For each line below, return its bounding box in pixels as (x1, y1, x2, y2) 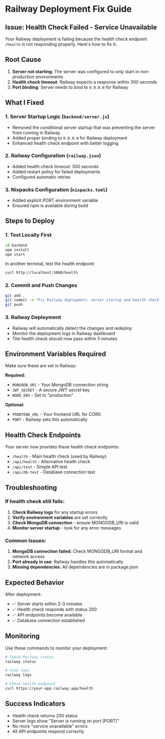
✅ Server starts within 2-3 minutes (12, 601, 82, 607)
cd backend (5, 242, 27, 248)
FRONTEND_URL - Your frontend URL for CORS (12, 412, 101, 417)
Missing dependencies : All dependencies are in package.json (12, 564, 138, 570)
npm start (5, 252, 26, 257)
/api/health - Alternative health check (12, 459, 90, 465)
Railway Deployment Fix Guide (5, 3, 132, 15)
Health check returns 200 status (12, 712, 78, 718)
